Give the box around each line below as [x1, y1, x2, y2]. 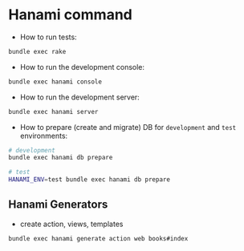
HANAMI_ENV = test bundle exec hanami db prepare [8, 176, 171, 184]
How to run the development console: [19, 62, 145, 71]
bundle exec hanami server [8, 107, 99, 115]
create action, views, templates [19, 219, 124, 229]
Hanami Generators [8, 198, 108, 212]
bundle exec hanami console [8, 78, 103, 86]
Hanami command [8, 6, 132, 24]
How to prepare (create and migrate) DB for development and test [19, 122, 237, 132]
